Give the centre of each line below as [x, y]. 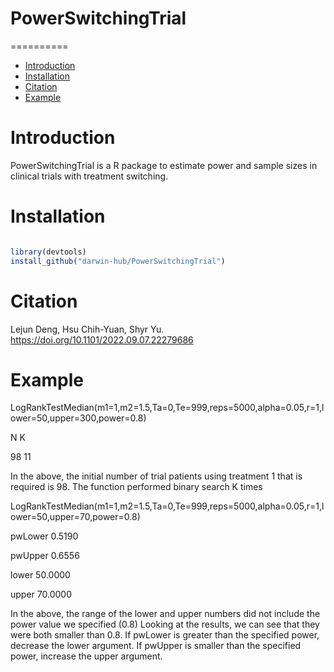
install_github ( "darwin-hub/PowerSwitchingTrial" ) [118, 261]
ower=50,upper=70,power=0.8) [75, 517]
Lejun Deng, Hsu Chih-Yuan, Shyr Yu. [87, 329]
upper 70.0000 [41, 594]
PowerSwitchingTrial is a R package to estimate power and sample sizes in [164, 165]
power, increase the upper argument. [86, 656]
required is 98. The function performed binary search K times [136, 487]
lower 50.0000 [40, 575]
